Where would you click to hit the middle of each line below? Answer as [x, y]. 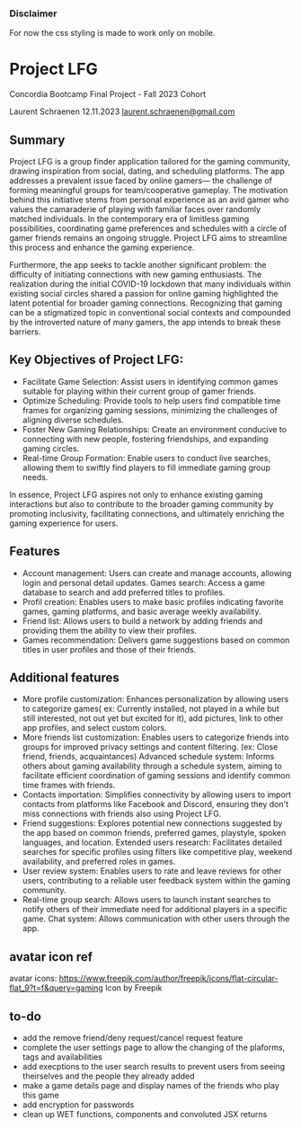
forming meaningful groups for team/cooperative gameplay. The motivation [149, 191]
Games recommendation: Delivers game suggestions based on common [156, 640]
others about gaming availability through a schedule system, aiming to [152, 766]
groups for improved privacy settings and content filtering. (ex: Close [150, 747]
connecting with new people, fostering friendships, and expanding [145, 439]
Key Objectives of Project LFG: [97, 360]
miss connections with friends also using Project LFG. [122, 814]
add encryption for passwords [78, 1105]
